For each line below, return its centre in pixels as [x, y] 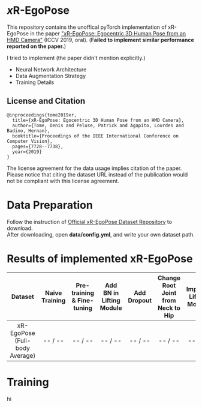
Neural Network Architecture [51, 69]
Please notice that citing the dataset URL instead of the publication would [97, 174]
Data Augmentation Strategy [51, 76]
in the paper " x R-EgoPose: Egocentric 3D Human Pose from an [108, 33]
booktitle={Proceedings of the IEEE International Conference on [96, 136]
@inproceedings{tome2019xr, [42, 115]
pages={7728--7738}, [38, 146]
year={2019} [27, 152]
